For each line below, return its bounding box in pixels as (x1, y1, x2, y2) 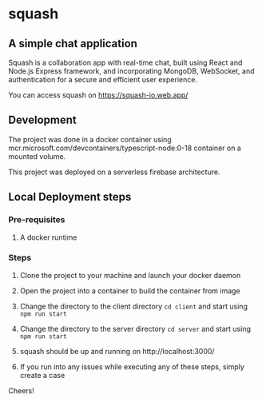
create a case (19, 370, 65, 380)
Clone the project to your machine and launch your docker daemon (19, 270, 241, 280)
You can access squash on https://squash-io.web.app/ (8, 90, 189, 100)
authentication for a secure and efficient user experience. (8, 75, 198, 84)
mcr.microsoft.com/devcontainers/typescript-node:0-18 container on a (8, 143, 241, 153)
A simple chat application (8, 37, 138, 50)
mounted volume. (8, 151, 66, 161)
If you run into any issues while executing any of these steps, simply (19, 361, 245, 372)
